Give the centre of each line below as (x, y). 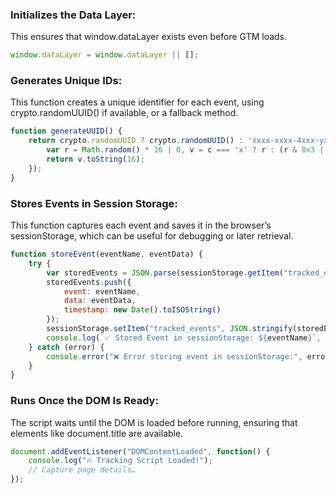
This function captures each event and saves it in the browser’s (141, 225)
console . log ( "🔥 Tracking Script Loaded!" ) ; (120, 461)
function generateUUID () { (66, 131)
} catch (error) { (66, 347)
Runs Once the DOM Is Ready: (84, 401)
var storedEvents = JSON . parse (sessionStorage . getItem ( (165, 273)
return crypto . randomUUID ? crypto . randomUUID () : (136, 141)
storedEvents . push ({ (89, 282)
